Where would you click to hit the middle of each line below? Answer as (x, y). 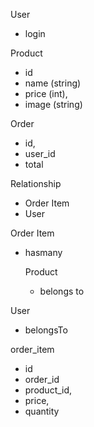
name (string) (53, 83)
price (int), (46, 93)
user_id (40, 153)
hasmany (43, 252)
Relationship (36, 183)
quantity (42, 411)
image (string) (53, 104)
